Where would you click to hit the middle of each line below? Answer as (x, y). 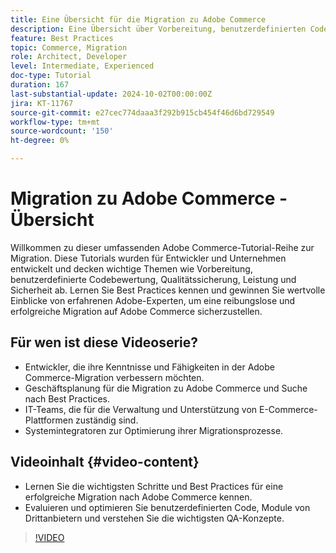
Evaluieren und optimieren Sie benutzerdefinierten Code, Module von (167, 507)
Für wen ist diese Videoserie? (104, 342)
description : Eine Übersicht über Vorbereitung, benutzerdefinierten (158, 29)
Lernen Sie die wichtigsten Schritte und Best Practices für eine (154, 486)
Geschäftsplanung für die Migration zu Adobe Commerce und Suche (166, 388)
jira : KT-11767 (42, 103)
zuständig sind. (107, 420)
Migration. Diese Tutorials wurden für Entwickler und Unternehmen (148, 258)
